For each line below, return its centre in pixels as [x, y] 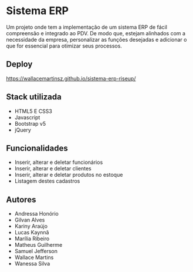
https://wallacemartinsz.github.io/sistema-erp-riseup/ [71, 78]
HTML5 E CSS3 [33, 111]
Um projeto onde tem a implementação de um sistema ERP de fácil [87, 27]
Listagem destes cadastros [47, 181]
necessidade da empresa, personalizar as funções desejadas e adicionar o [97, 39]
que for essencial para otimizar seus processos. [64, 46]
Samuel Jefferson [36, 251]
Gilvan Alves [30, 220]
